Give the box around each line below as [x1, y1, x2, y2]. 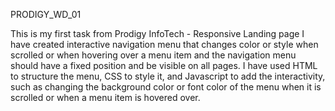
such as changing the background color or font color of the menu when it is [10, 81, 322, 93]
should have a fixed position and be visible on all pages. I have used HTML [10, 60, 318, 71]
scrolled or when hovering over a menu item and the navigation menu [10, 49, 297, 61]
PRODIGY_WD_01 [10, 9, 82, 20]
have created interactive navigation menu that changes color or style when [10, 39, 319, 50]
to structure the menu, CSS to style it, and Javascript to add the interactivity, [10, 70, 326, 82]
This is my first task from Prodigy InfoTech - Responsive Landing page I [10, 28, 305, 39]
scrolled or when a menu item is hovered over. [10, 92, 201, 103]
